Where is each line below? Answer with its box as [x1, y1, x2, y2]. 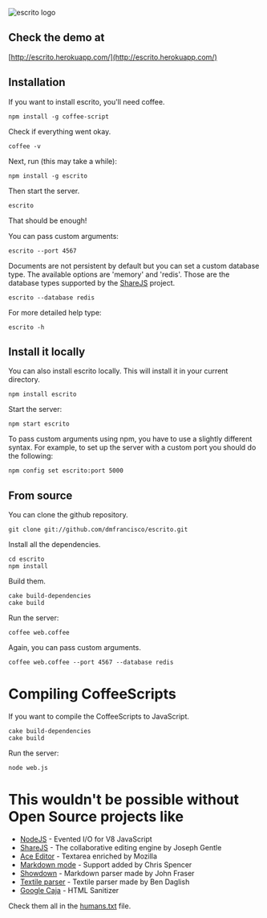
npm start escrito [8, 420, 70, 428]
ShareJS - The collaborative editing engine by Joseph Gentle [19, 843, 222, 853]
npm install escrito [8, 390, 78, 398]
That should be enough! [8, 216, 87, 225]
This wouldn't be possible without [8, 791, 239, 809]
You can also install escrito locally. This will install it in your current [8, 366, 229, 376]
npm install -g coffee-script [8, 113, 110, 121]
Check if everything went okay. [8, 126, 111, 136]
